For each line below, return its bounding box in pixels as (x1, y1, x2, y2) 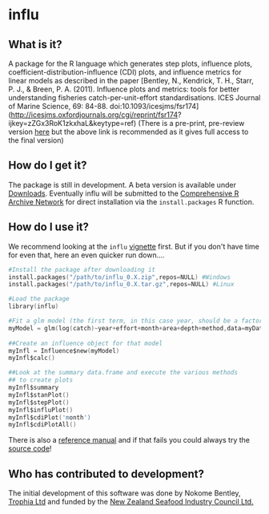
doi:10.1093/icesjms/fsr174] (109, 102, 199, 111)
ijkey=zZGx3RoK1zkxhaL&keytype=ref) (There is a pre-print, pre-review (8, 119, 245, 127)
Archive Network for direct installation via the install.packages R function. (8, 196, 255, 206)
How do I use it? (8, 221, 90, 234)
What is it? (8, 38, 62, 51)
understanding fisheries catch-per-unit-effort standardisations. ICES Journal (8, 93, 261, 102)
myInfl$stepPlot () (8, 399, 70, 407)
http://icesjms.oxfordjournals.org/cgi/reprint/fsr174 (10, 110, 179, 119)
